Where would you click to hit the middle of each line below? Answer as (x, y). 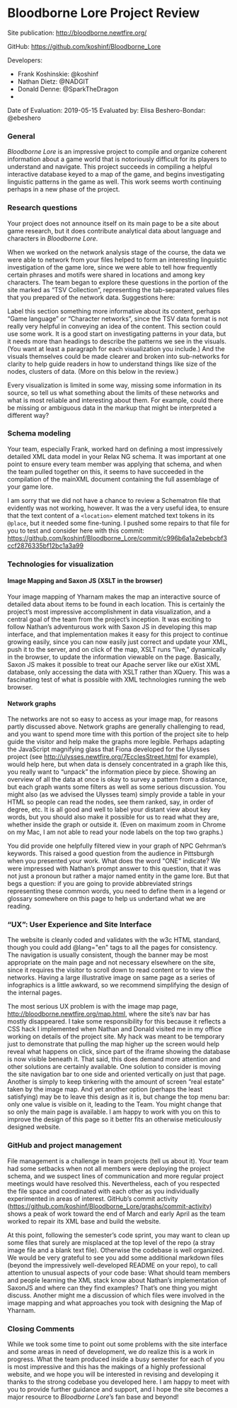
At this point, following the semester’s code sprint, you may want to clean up (118, 1235)
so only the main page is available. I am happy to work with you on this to (114, 1112)
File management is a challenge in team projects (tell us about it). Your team (118, 1160)
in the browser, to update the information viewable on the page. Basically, (114, 657)
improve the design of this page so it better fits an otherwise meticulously (115, 1119)
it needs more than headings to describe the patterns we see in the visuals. (117, 341)
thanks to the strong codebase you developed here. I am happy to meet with (118, 1382)
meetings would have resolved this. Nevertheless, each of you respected (114, 1183)
